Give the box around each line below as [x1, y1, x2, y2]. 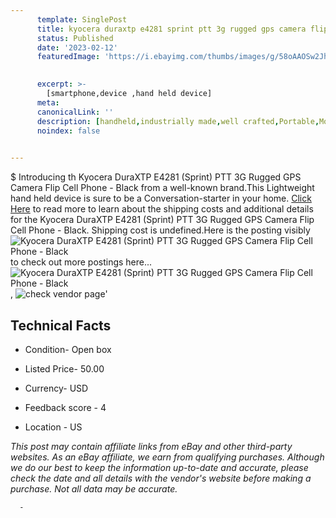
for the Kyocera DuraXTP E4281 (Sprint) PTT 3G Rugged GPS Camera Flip [10, 214, 315, 226]
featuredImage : [36, 52, 101, 62]
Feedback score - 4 [24, 401, 107, 413]
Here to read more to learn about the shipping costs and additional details [10, 203, 314, 215]
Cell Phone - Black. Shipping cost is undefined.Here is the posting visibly [10, 224, 311, 236]
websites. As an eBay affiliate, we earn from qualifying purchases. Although [10, 451, 325, 463]
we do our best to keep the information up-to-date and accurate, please [10, 461, 309, 473]
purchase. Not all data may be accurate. [10, 482, 178, 495]
